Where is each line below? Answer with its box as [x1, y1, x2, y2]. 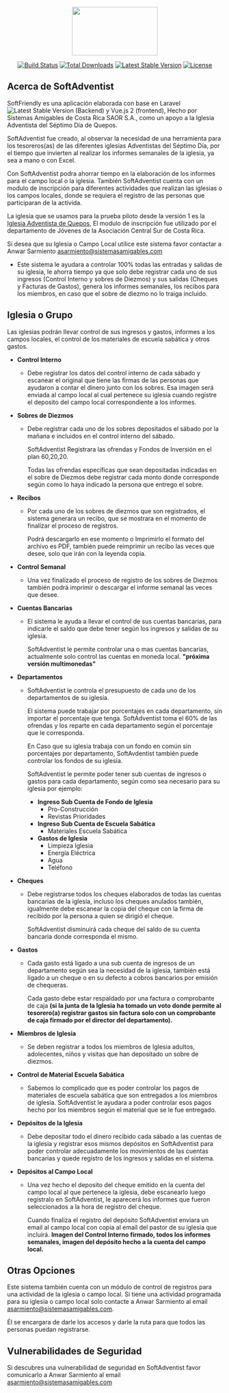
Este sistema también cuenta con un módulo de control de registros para [7, 1283, 212, 1291]
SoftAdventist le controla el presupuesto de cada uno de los [27, 686, 196, 694]
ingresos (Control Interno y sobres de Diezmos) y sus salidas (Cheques [16, 274, 218, 283]
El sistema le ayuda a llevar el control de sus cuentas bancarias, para [27, 617, 222, 625]
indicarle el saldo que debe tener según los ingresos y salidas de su [27, 624, 219, 633]
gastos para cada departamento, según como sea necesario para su [27, 777, 220, 785]
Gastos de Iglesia [37, 834, 87, 842]
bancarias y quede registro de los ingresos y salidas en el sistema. [27, 1154, 215, 1162]
